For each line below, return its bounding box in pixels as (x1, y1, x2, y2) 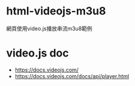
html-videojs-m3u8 (6, 4, 106, 18)
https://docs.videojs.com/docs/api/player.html (14, 72, 130, 79)
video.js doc (6, 46, 69, 60)
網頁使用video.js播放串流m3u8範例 (6, 25, 93, 32)
